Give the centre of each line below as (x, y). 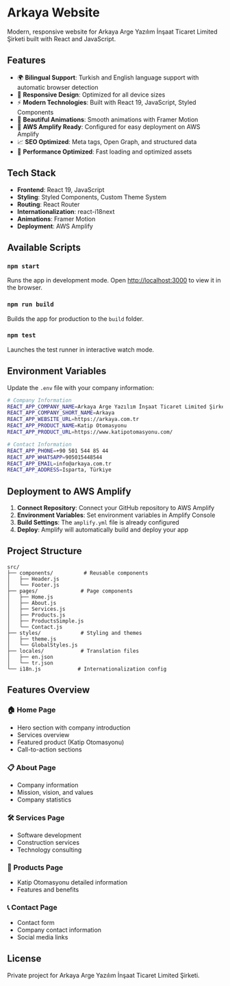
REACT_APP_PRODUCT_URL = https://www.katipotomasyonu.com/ (90, 432)
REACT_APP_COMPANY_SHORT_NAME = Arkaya (61, 413)
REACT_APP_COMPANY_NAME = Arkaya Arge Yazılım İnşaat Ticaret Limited (107, 407)
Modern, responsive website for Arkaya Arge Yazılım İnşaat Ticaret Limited (112, 32)
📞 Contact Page (32, 908)
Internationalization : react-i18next (66, 211)
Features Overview (49, 690)
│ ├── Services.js (37, 609)
